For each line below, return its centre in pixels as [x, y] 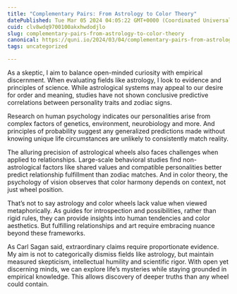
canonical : [23, 40]
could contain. [28, 284]
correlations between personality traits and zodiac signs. [90, 102]
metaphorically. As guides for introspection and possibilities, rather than [112, 211]
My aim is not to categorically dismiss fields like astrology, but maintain [110, 254]
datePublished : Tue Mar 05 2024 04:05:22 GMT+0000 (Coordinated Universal [120, 20]
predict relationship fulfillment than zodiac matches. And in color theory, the [117, 174]
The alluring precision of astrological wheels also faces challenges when [113, 152]
